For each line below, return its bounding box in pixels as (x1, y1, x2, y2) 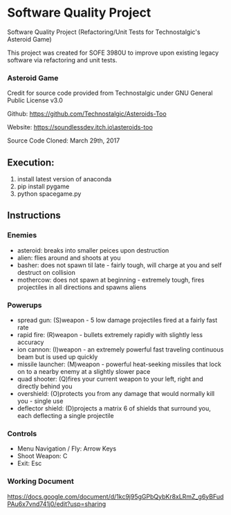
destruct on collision (17, 268, 76, 276)
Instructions (7, 210, 61, 222)
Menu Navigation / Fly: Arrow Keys (17, 444, 116, 453)
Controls (7, 428, 37, 438)
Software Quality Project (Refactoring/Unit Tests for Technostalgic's (7, 28, 201, 36)
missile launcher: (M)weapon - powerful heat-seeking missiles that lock (17, 360, 221, 368)
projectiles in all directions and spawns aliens (17, 282, 147, 291)
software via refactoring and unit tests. (7, 55, 118, 64)
